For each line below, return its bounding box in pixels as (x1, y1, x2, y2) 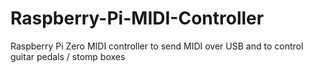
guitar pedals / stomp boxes (10, 50, 126, 62)
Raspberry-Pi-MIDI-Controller (10, 7, 265, 30)
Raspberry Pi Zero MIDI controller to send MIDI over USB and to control (10, 40, 304, 52)
